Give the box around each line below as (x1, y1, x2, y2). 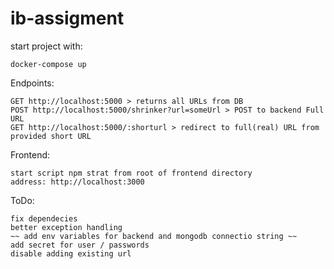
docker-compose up (10, 59, 87, 69)
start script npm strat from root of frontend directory (10, 168, 253, 178)
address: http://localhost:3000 (10, 177, 145, 187)
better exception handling (10, 222, 123, 232)
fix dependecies (10, 213, 78, 224)
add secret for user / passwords (10, 240, 150, 250)
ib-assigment (10, 7, 125, 30)
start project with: (10, 40, 83, 52)
